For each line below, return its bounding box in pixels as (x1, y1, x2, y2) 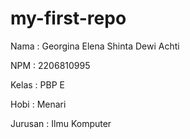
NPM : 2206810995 (10, 59, 91, 71)
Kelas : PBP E (10, 78, 65, 91)
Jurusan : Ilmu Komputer (10, 117, 112, 129)
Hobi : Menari (10, 98, 67, 110)
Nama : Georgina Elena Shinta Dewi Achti (10, 40, 180, 52)
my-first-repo (10, 7, 127, 30)
